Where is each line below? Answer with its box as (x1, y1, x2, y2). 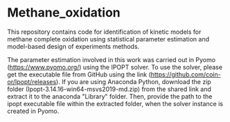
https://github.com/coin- (150, 70, 221, 79)
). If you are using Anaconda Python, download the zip (55, 77, 211, 85)
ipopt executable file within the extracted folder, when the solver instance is (7, 99, 224, 108)
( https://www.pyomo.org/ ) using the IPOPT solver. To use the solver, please (7, 63, 223, 71)
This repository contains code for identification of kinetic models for (7, 28, 202, 36)
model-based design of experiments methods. (7, 42, 140, 50)
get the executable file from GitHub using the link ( (7, 70, 151, 79)
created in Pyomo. (7, 107, 60, 115)
